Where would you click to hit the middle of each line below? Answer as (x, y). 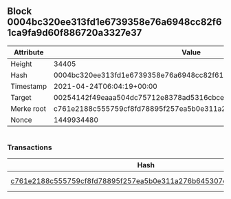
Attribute (29, 52)
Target (21, 97)
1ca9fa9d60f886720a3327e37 (75, 33)
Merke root (29, 108)
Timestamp (29, 86)
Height (21, 63)
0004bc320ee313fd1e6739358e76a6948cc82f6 (114, 22)
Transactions (30, 147)
